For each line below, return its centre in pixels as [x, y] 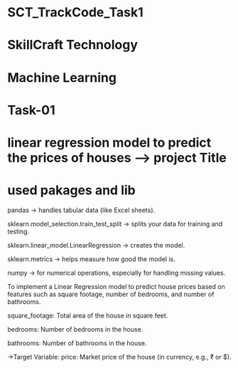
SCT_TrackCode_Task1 [75, 12]
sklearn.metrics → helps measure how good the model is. [91, 259]
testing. [18, 231]
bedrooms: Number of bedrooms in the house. [75, 329]
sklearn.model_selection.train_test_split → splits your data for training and [115, 224]
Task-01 [31, 110]
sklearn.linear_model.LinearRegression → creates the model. [96, 245]
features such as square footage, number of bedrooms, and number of [111, 294]
